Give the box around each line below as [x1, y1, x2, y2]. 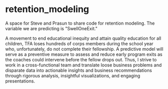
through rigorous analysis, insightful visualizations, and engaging [5, 72, 140, 78]
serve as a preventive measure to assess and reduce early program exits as [5, 51, 162, 57]
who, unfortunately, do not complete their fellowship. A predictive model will [5, 46, 163, 52]
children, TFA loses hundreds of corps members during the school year [5, 40, 154, 46]
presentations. [5, 78, 35, 84]
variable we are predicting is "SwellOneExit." [5, 25, 98, 31]
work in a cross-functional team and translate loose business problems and [5, 62, 162, 68]
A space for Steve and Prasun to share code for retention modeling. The [5, 20, 155, 26]
